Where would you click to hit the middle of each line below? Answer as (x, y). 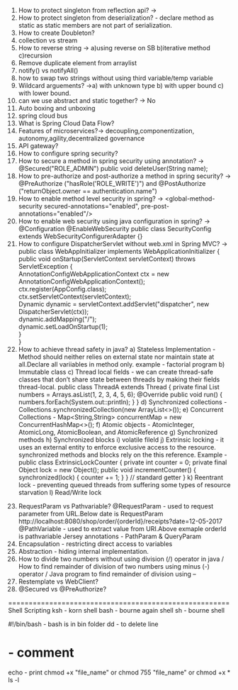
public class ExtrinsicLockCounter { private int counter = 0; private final (123, 462)
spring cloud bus (43, 116)
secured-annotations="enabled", (92, 206)
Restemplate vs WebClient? (58, 582)
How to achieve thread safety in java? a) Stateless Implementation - (117, 349)
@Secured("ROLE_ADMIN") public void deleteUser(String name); (113, 168)
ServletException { (45, 266)
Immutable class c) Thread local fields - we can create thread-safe (115, 372)
